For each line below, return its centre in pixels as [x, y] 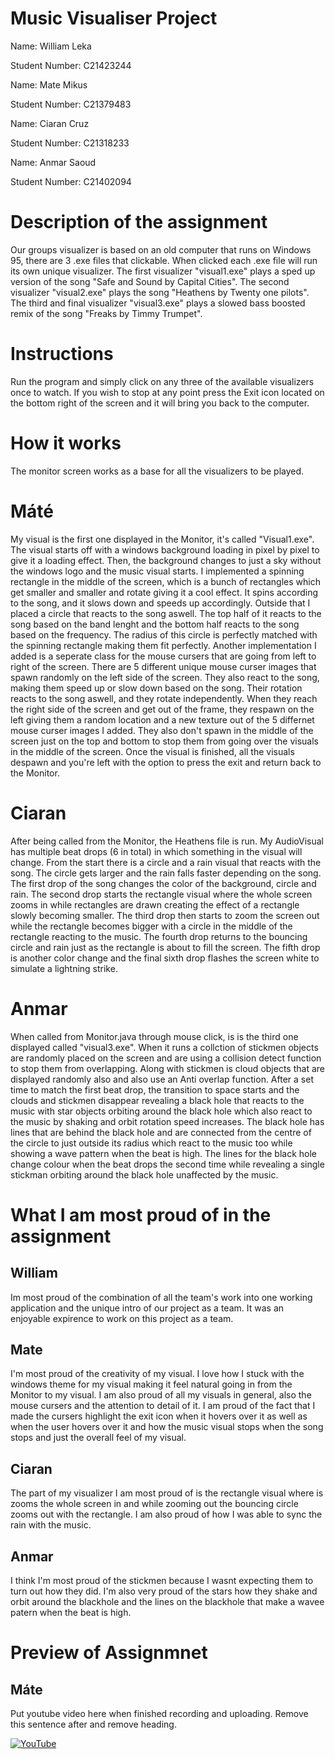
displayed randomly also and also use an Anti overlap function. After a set [162, 1079]
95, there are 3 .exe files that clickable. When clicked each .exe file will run [164, 260]
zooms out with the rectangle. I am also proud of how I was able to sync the [166, 1514]
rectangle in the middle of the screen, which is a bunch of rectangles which [165, 581]
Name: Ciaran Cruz [50, 123]
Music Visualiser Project [114, 18]
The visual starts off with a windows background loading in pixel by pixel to [165, 549]
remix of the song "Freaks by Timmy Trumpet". [106, 313]
